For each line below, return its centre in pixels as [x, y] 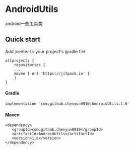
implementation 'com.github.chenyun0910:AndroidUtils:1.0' [67, 104]
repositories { [30, 65]
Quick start [23, 39]
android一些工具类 [24, 23]
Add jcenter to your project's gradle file [45, 51]
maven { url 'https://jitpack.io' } [52, 74]
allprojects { [20, 61]
